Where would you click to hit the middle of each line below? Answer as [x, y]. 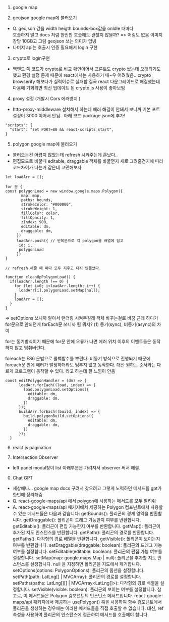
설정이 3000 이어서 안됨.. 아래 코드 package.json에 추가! [69, 115]
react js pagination [32, 447]
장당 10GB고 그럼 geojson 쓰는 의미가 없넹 [54, 41]
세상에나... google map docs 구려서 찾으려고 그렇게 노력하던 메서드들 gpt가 [87, 488]
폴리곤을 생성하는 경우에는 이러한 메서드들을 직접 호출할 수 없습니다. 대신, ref [88, 608]
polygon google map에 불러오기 [45, 144]
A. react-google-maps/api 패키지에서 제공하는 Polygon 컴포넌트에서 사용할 [88, 507]
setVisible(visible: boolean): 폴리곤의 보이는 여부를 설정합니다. [94, 589]
